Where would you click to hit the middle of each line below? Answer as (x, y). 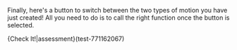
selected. (21, 25)
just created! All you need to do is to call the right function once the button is (119, 18)
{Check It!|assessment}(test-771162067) (66, 39)
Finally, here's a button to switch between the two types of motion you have (117, 10)
